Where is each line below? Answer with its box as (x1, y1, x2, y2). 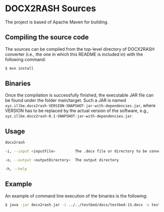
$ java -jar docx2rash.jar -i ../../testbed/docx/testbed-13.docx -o (5, 202, 150, 207)
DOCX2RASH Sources (5, 3, 96, 14)
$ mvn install (5, 66, 34, 71)
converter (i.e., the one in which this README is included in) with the (5, 51, 143, 57)
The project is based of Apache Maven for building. (5, 19, 109, 25)
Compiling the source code (5, 33, 89, 41)
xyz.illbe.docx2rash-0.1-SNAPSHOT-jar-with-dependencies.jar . (5, 113, 133, 119)
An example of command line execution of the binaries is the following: (5, 193, 148, 199)
